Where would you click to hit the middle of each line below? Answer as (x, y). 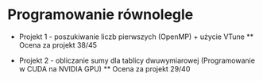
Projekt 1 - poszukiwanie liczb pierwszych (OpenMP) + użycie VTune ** (136, 37)
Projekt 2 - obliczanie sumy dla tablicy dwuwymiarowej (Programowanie (137, 60)
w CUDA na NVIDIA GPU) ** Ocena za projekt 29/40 (104, 68)
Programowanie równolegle (101, 15)
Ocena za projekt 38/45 (58, 44)
